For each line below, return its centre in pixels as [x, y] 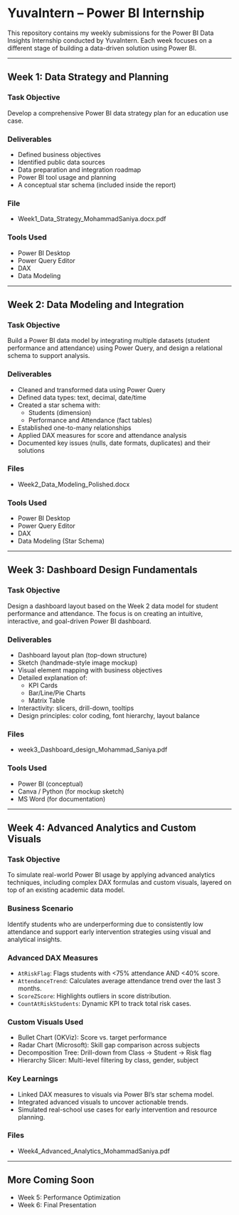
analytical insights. [34, 939]
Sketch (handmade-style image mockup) [78, 663]
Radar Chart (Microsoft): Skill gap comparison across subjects [109, 1045]
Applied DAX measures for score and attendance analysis [102, 435]
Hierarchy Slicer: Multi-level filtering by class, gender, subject [108, 1060]
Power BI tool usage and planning [67, 177]
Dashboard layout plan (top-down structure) [82, 655]
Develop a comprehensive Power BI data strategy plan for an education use [118, 113]
